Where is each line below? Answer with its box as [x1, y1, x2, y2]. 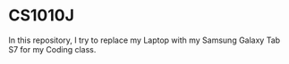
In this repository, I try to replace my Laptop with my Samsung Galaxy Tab [8, 35, 281, 45]
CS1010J [8, 5, 75, 26]
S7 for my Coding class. [8, 44, 97, 54]
